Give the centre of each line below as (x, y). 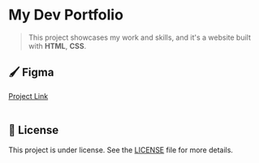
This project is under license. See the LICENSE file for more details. (121, 150)
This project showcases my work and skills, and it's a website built (140, 37)
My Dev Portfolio (66, 15)
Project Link (28, 96)
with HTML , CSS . (57, 45)
